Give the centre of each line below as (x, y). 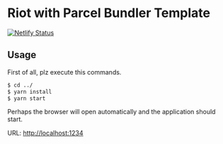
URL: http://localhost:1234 (45, 133)
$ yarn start (27, 98)
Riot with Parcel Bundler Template (109, 13)
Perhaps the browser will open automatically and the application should (111, 112)
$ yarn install (30, 92)
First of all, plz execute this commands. (64, 72)
